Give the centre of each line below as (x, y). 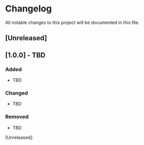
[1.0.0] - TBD (25, 55)
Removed (17, 117)
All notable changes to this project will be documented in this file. (72, 22)
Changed (17, 93)
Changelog (28, 9)
